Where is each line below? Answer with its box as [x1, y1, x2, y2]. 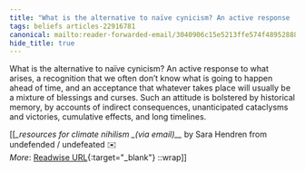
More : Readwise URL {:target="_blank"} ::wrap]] [9, 152, 188, 163]
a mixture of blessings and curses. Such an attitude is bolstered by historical [9, 92, 295, 103]
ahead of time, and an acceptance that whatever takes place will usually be [9, 82, 291, 93]
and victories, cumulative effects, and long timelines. [9, 111, 207, 122]
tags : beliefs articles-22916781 [9, 22, 136, 31]
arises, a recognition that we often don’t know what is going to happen [9, 73, 273, 84]
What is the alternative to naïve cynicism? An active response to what [9, 63, 270, 74]
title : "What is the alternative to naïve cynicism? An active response [9, 13, 290, 23]
